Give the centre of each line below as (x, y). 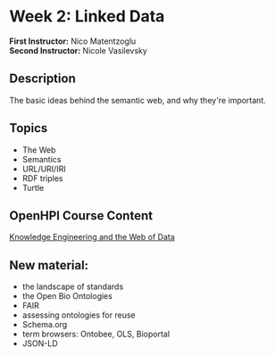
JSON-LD (40, 344)
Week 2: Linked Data (87, 17)
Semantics (42, 159)
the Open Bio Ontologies (67, 296)
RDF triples (43, 178)
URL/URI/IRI (44, 169)
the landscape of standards (73, 286)
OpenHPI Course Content (81, 215)
